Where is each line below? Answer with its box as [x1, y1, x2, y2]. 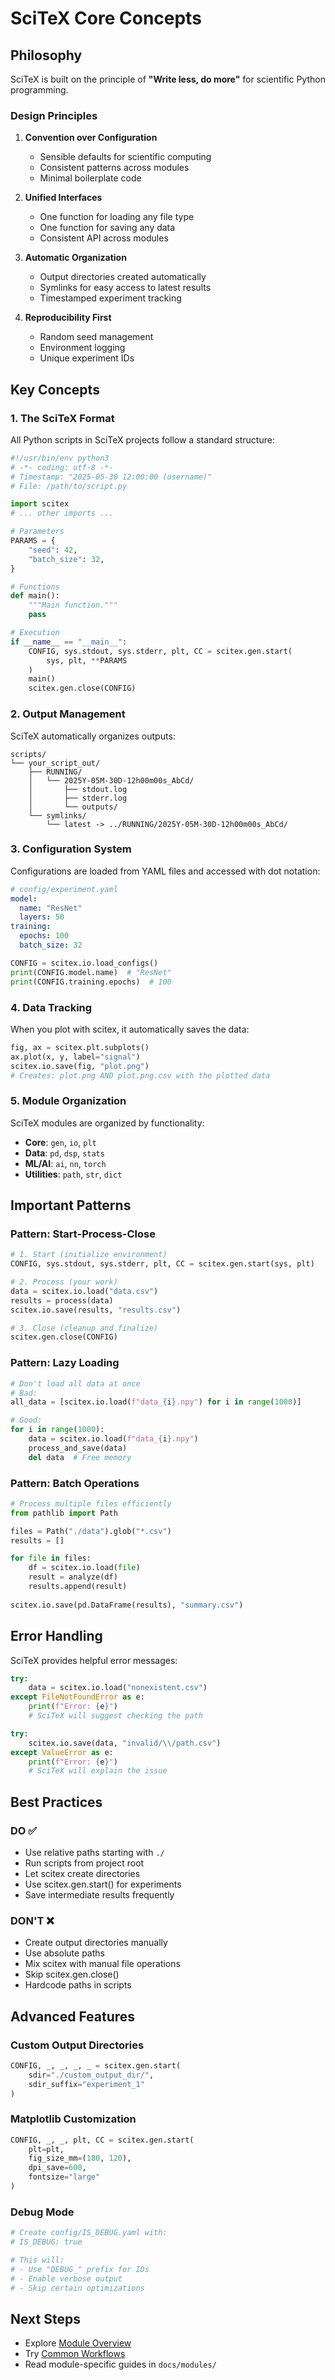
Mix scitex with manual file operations [24, 1958, 181, 1970]
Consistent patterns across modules [39, 162, 190, 174]
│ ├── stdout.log [28, 784, 128, 794]
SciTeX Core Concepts [10, 7, 202, 30]
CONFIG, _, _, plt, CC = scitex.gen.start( [10, 2135, 195, 2145]
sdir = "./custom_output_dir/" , [28, 2070, 155, 2080]
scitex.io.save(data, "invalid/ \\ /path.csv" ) [28, 1738, 222, 1748]
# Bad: [10, 1388, 38, 1398]
